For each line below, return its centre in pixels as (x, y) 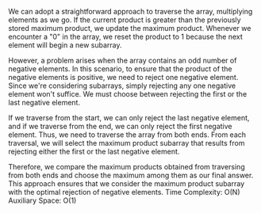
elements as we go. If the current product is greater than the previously (125, 20)
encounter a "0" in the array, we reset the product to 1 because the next (126, 36)
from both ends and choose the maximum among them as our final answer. (131, 175)
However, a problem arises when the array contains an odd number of (123, 60)
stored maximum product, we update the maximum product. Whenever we (130, 28)
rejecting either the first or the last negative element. (94, 151)
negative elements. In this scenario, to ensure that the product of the (120, 69)
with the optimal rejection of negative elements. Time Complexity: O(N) (124, 192)
